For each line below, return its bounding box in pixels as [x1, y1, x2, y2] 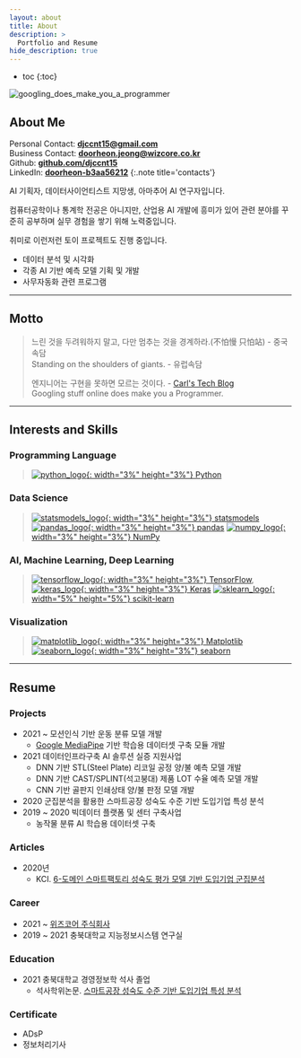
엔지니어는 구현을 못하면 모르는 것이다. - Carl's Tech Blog [30, 378, 235, 389]
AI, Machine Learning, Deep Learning [9, 554, 175, 566]
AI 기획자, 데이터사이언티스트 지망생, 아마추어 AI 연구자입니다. [9, 185, 226, 196]
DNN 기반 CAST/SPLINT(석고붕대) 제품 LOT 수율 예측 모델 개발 [35, 774, 259, 784]
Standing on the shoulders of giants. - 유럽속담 [30, 358, 203, 369]
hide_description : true [9, 47, 99, 56]
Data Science [9, 492, 69, 504]
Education [9, 952, 56, 965]
